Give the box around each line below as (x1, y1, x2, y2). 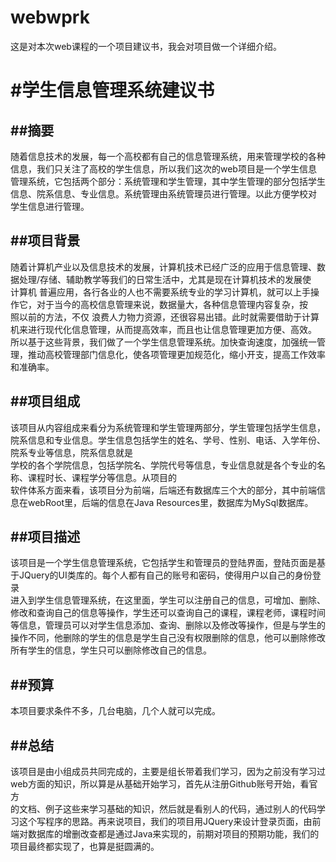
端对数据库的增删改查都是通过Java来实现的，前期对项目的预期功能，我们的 (10, 828, 320, 840)
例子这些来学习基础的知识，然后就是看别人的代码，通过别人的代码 (44, 803, 317, 815)
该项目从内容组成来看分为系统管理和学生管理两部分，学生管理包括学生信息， (10, 421, 326, 433)
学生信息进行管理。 (10, 200, 90, 212)
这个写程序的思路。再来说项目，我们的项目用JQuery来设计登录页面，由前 (18, 816, 322, 827)
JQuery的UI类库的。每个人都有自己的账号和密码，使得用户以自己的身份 (18, 569, 313, 581)
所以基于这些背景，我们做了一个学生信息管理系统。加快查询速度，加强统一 (10, 336, 317, 348)
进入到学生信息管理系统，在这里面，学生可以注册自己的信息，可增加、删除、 (10, 594, 326, 606)
